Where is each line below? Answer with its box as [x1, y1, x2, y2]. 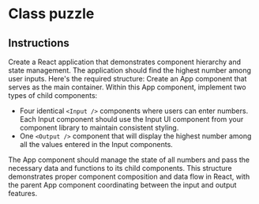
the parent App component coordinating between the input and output [8, 180, 237, 190]
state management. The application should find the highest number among [8, 66, 251, 75]
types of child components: [8, 91, 98, 100]
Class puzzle [8, 5, 95, 23]
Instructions [8, 36, 69, 50]
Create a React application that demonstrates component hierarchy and [8, 57, 241, 66]
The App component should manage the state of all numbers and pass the [8, 155, 250, 164]
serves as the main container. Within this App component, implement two [8, 82, 246, 92]
